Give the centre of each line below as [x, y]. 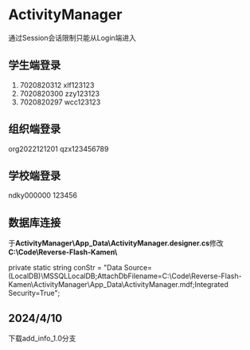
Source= [138, 268]
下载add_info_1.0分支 [42, 338]
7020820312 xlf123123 [57, 85]
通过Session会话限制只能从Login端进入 [72, 37]
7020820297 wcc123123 [60, 102]
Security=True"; [34, 293]
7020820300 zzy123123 [60, 93]
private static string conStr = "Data [65, 268]
